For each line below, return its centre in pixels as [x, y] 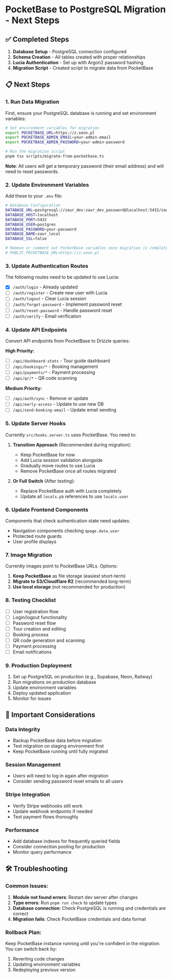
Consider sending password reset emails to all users [68, 781]
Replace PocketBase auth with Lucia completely [71, 491]
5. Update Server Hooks [36, 423]
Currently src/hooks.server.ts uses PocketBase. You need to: [71, 435]
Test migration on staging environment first [58, 746]
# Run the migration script [35, 152]
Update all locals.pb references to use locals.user [74, 496]
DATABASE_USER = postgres [31, 224]
